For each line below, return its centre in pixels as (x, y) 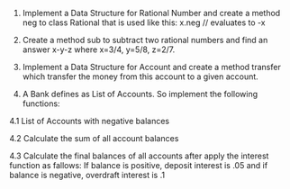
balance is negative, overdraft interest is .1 (87, 175)
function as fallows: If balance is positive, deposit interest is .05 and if (139, 165)
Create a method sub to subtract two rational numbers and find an (145, 40)
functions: (41, 103)
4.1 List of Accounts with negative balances (89, 121)
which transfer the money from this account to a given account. (140, 76)
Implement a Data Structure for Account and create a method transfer (151, 67)
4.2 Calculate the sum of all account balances (94, 138)
